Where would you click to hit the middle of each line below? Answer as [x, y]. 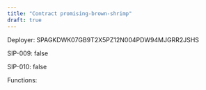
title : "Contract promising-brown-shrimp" [70, 13]
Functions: [22, 80]
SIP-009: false [28, 53]
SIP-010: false [27, 66]
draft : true [24, 20]
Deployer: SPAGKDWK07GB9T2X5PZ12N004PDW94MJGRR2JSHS [103, 39]
